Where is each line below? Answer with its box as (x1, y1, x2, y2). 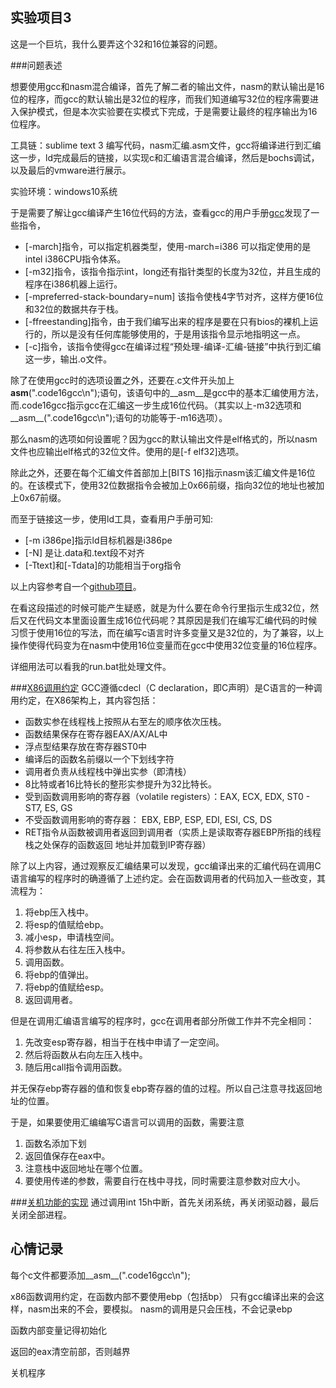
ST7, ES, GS (24, 801, 73, 813)
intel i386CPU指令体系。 (24, 253, 127, 265)
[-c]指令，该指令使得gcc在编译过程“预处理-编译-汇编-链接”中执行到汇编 (24, 340, 322, 352)
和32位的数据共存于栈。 (24, 303, 124, 315)
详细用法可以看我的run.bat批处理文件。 (10, 660, 172, 672)
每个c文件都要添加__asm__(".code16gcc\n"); (10, 1269, 191, 1281)
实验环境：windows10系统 (10, 185, 118, 197)
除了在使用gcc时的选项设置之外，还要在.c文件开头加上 (10, 374, 235, 386)
